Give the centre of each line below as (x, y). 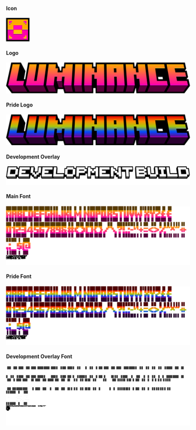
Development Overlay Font (39, 356)
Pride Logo (20, 105)
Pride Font (19, 276)
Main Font (18, 197)
